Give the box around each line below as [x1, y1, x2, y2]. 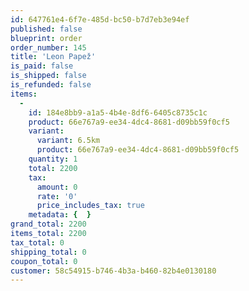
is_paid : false [10, 61, 74, 71]
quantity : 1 [28, 154, 78, 164]
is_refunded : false [10, 80, 92, 90]
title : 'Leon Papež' [10, 52, 97, 62]
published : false [10, 24, 83, 34]
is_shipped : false [10, 71, 87, 81]
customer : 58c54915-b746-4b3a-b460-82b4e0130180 [10, 266, 217, 276]
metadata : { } [28, 210, 92, 220]
